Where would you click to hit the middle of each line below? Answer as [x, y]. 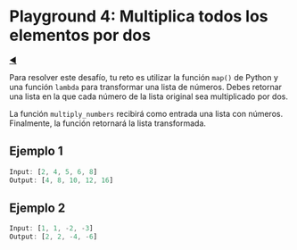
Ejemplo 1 [36, 151]
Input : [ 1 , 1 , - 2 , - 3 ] [51, 229]
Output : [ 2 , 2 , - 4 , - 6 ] [54, 237]
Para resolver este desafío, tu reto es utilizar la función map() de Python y [144, 77]
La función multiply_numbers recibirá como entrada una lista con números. [146, 113]
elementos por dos [80, 35]
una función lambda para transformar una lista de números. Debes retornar [146, 87]
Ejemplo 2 [37, 208]
